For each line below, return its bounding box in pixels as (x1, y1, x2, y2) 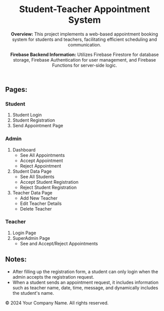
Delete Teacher (20, 205, 52, 212)
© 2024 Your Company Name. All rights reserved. (5, 299, 109, 306)
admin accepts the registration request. (12, 274, 95, 280)
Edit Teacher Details (20, 200, 62, 206)
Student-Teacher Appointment (19, 4, 150, 15)
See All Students (20, 173, 54, 180)
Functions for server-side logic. (52, 62, 117, 68)
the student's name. (12, 290, 54, 296)
